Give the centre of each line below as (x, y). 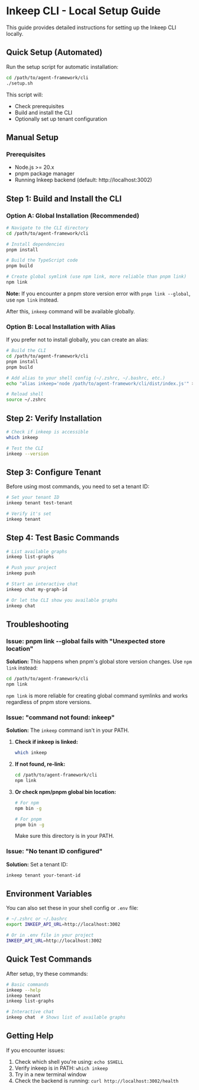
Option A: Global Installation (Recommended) (73, 215)
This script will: (25, 95)
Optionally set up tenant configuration (61, 119)
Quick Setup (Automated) (54, 53)
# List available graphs (37, 551)
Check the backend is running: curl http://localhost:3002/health (97, 1080)
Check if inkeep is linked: (46, 742)
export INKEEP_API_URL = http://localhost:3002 (63, 925)
